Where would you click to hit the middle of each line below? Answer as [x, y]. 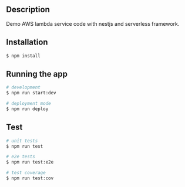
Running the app [37, 74]
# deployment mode [28, 104]
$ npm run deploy [27, 109]
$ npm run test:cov [30, 178]
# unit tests [22, 141]
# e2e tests [21, 157]
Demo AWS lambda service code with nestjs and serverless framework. [93, 23]
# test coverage [26, 173]
